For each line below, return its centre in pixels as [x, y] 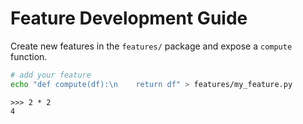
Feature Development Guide [129, 18]
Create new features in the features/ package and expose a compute [151, 46]
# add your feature [51, 75]
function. [29, 56]
